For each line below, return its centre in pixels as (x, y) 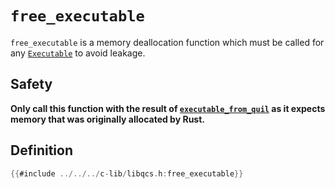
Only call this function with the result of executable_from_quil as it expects (168, 108)
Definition (41, 150)
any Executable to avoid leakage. (78, 53)
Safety (31, 84)
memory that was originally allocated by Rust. (107, 119)
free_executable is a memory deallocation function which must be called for (167, 42)
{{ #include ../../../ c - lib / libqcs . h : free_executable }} (127, 173)
